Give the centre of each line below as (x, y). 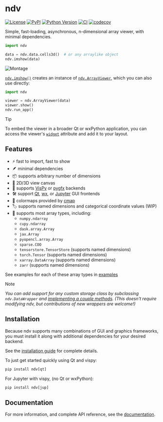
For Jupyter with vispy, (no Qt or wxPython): (49, 379)
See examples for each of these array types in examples (62, 274)
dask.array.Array (37, 229)
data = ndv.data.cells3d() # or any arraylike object (62, 54)
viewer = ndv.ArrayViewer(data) (38, 101)
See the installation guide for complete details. (52, 351)
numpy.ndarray (34, 219)
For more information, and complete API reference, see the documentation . (80, 414)
